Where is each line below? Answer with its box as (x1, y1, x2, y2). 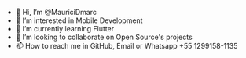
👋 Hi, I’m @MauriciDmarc (15, 8, 97, 16)
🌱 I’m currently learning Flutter (15, 24, 115, 33)
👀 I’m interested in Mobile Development (15, 16, 143, 25)
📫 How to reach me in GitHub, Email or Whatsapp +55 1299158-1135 (15, 42, 238, 50)
